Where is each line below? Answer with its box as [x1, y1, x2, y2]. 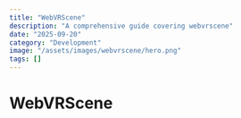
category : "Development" [9, 38, 102, 47]
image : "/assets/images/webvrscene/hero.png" [9, 46, 181, 55]
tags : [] [9, 55, 42, 63]
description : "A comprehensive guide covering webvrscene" [9, 21, 234, 30]
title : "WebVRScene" [9, 13, 87, 22]
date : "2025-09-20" [9, 29, 82, 38]
